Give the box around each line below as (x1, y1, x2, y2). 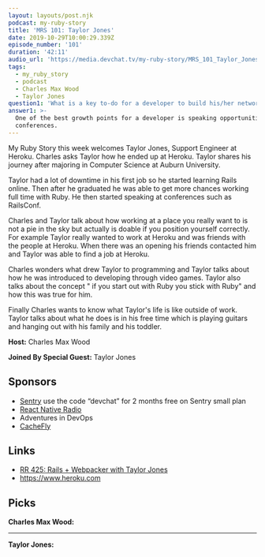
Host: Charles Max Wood (8, 337, 91, 346)
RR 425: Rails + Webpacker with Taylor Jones (19, 465, 168, 474)
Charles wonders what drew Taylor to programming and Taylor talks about (8, 264, 250, 274)
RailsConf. (8, 200, 42, 210)
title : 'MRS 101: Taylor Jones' (8, 26, 114, 34)
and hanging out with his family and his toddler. (8, 321, 162, 331)
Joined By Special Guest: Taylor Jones (8, 352, 136, 361)
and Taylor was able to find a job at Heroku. (8, 249, 150, 259)
